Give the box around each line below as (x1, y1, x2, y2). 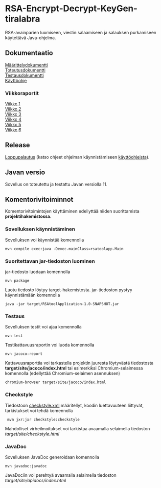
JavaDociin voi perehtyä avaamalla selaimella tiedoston (5, 472, 116, 478)
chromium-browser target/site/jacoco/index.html (5, 380, 106, 385)
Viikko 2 (5, 106, 22, 112)
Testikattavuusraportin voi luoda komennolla (5, 342, 94, 348)
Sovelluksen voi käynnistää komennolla (5, 237, 84, 243)
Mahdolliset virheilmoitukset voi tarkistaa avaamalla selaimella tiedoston (5, 425, 150, 431)
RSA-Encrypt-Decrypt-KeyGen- (5, 3, 138, 14)
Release (5, 141, 30, 149)
